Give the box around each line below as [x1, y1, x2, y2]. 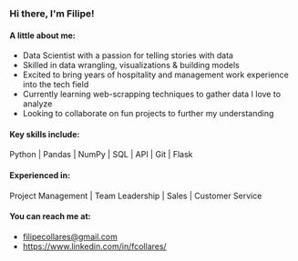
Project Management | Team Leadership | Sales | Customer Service [9, 190, 262, 201]
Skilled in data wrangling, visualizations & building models [22, 60, 240, 71]
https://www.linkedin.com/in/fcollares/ [22, 240, 167, 252]
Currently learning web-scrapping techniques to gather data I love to [22, 89, 281, 100]
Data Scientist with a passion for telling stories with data [22, 50, 234, 61]
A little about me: [9, 30, 76, 41]
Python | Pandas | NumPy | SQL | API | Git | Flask [9, 149, 193, 160]
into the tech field [22, 79, 89, 90]
